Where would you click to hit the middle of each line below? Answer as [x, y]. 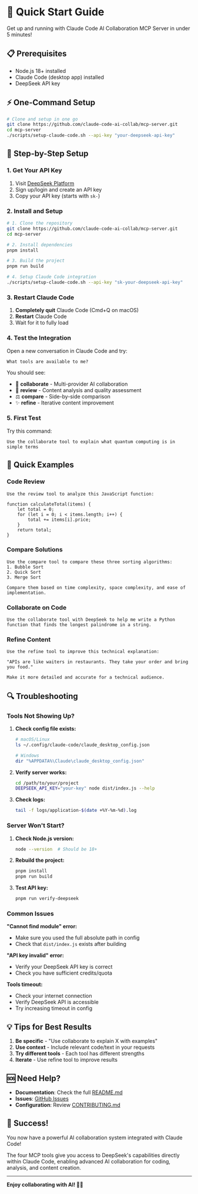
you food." [20, 667]
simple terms [23, 447]
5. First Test [24, 418]
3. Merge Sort [24, 577]
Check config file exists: [46, 729]
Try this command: [29, 431]
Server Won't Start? [36, 825]
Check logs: [30, 800]
